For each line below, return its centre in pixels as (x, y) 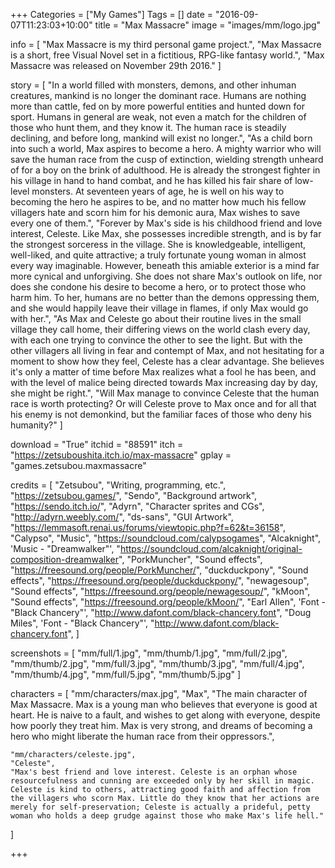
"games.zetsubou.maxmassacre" (78, 465)
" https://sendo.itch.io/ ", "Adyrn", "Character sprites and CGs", (137, 506)
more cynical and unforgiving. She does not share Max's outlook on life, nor (166, 276)
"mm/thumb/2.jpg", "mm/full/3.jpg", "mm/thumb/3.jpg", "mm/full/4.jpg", (157, 663)
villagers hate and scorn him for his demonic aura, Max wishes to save (155, 212)
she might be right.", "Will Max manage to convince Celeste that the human (165, 393)
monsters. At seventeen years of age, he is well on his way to (158, 191)
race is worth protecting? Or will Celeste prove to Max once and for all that (163, 403)
